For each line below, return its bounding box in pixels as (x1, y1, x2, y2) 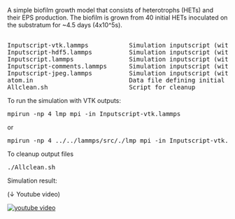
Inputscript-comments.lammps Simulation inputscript (7, 62, 211, 70)
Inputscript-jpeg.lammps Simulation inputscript (7, 69, 211, 77)
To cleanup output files (7, 150, 74, 158)
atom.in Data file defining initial (7, 76, 225, 84)
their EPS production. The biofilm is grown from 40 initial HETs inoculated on (7, 13, 228, 22)
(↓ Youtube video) (7, 190, 61, 198)
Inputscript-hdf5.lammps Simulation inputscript (7, 48, 211, 56)
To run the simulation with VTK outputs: (7, 97, 121, 104)
